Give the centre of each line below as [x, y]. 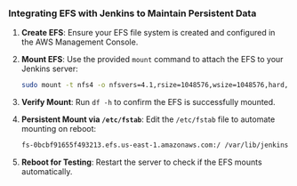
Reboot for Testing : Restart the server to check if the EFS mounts [142, 162]
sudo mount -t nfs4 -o [63, 85]
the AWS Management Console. [80, 42]
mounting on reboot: [59, 129]
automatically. [47, 172]
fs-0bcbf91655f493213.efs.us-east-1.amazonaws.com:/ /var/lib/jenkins [155, 145]
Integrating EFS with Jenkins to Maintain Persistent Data [132, 13]
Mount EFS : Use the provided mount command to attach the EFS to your [152, 60]
